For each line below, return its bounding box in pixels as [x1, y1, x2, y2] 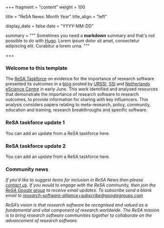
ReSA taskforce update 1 [5, 119, 65, 126]
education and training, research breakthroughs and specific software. [5, 107, 148, 113]
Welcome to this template [5, 65, 68, 71]
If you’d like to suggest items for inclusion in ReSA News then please [5, 177, 143, 183]
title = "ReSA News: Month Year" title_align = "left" [5, 14, 107, 19]
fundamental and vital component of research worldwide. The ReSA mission [5, 207, 160, 213]
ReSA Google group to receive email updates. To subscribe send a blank [5, 187, 152, 193]
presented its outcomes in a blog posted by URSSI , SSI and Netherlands [5, 81, 150, 87]
